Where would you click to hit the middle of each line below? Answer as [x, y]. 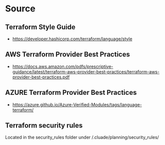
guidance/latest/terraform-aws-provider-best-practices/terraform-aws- [86, 72]
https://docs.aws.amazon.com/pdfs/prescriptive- [63, 66]
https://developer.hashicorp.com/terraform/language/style [72, 39]
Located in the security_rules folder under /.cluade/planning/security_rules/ [82, 138]
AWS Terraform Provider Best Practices [68, 54]
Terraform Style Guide [40, 27]
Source [20, 9]
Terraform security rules [44, 125]
